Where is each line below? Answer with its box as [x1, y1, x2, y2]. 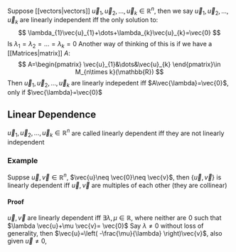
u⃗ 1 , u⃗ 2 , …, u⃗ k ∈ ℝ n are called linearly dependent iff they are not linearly [7, 127, 225, 139]
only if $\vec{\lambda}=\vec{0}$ [7, 88, 103, 96]
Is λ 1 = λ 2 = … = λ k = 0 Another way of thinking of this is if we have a [7, 40, 213, 50]
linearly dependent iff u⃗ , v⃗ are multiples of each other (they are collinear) [7, 181, 227, 190]
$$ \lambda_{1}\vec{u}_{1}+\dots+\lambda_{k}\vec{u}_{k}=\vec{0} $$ [18, 28, 221, 37]
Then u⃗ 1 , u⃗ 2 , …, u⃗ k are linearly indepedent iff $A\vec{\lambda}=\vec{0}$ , [7, 79, 229, 89]
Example [7, 156, 38, 166]
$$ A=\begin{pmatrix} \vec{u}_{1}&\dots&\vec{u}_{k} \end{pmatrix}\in [18, 60, 221, 69]
